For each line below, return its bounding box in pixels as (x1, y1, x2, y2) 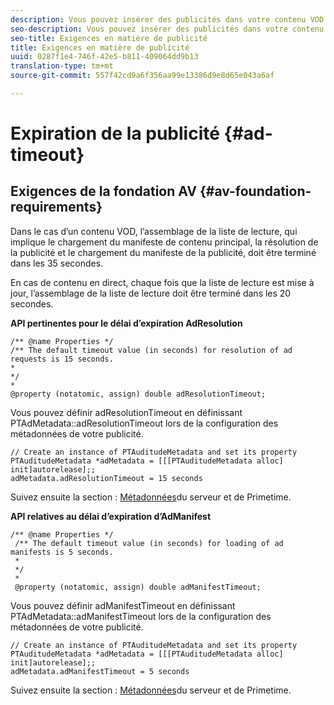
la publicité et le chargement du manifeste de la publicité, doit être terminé (10, 246, 317, 258)
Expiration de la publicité (10, 122, 220, 145)
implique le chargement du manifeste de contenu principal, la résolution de (10, 236, 319, 248)
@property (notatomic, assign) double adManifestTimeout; (14, 582, 262, 592)
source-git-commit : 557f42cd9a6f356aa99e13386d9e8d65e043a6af (10, 71, 275, 81)
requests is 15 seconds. (10, 354, 114, 364)
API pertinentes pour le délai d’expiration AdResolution (10, 317, 243, 329)
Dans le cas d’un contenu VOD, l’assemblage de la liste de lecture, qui (10, 225, 298, 237)
